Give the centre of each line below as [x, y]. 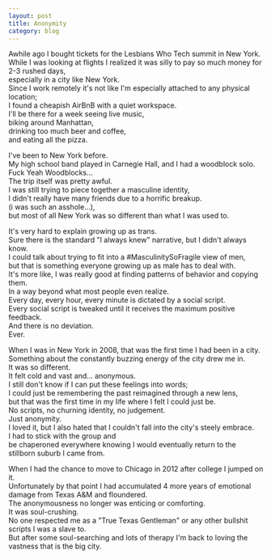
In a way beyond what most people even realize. [89, 291]
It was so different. [40, 367]
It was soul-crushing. [44, 512]
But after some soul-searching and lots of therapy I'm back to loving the [128, 538]
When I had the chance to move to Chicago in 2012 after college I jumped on [136, 469]
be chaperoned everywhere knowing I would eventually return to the [123, 445]
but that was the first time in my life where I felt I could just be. [112, 402]
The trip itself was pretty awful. [61, 181]
